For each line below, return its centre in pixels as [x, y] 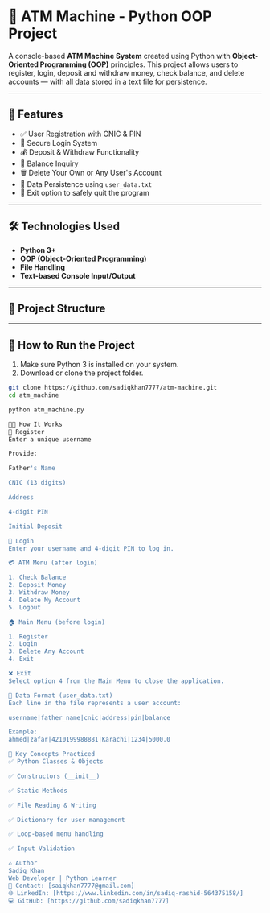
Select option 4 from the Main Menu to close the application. [117, 681]
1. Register [28, 636]
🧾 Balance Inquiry [49, 163]
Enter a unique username [50, 439]
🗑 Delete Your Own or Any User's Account [91, 172]
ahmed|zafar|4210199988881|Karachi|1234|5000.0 [90, 740]
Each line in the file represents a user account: [95, 703]
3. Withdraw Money [39, 593]
